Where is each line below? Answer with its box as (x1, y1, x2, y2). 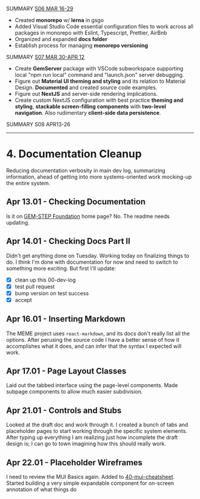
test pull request (14, 283, 55, 290)
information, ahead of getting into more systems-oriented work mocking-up (6, 173, 192, 180)
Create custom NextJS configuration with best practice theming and (14, 96, 183, 104)
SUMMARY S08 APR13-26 (6, 121, 71, 127)
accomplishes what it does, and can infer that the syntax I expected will (6, 342, 182, 350)
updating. (6, 219, 30, 226)
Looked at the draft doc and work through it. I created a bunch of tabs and (6, 421, 189, 428)
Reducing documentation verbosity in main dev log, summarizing (6, 167, 165, 174)
